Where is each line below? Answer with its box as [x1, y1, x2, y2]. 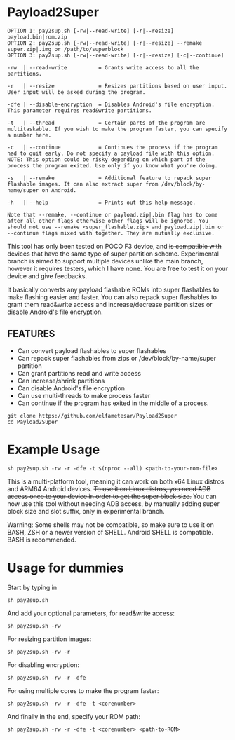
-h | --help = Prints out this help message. [7, 199, 196, 206]
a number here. [7, 131, 52, 139]
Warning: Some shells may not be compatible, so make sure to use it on [7, 520, 214, 529]
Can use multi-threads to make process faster [17, 391, 151, 399]
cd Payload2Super [7, 418, 58, 425]
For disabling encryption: [7, 660, 79, 669]
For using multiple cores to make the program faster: [7, 686, 159, 694]
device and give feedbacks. [7, 271, 88, 280]
